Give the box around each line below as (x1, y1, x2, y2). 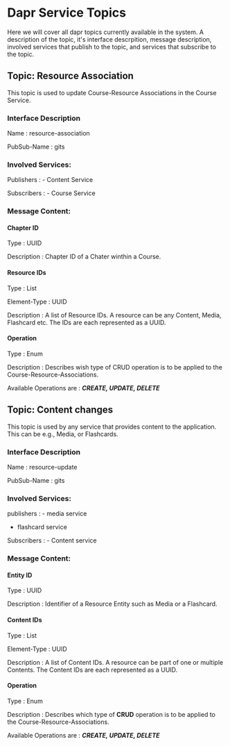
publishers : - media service (7, 509, 87, 518)
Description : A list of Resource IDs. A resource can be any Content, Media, (7, 310, 222, 319)
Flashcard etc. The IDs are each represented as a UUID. (7, 318, 166, 326)
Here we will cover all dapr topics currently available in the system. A (7, 28, 204, 36)
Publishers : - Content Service (7, 176, 94, 184)
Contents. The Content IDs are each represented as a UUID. (7, 665, 178, 674)
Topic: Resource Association (7, 70, 134, 82)
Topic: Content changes (7, 404, 113, 416)
